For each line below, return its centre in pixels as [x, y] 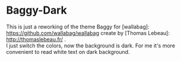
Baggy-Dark [36, 10]
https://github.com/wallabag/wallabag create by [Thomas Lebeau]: [88, 33]
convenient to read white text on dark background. [68, 52]
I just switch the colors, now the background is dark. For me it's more [91, 46]
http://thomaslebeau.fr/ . [36, 39]
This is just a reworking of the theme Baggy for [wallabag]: [78, 27]
